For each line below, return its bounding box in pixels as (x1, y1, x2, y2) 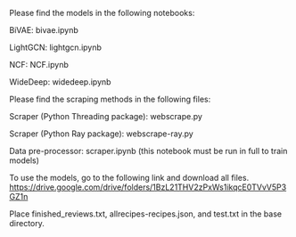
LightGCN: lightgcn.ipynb (9, 42, 103, 53)
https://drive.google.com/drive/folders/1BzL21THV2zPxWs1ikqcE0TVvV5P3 (9, 182, 287, 192)
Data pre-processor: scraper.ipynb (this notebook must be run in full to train (9, 146, 288, 156)
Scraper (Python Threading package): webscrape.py (9, 111, 203, 121)
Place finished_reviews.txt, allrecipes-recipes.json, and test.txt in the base (9, 208, 283, 219)
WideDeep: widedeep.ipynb (9, 77, 111, 87)
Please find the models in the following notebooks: (9, 8, 195, 18)
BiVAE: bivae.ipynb (9, 25, 78, 35)
